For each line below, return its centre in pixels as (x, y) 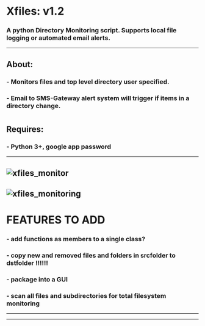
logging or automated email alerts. (59, 38)
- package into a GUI (37, 279)
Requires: (25, 129)
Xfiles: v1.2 (35, 11)
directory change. (34, 106)
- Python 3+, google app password (59, 147)
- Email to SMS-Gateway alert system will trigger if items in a (98, 98)
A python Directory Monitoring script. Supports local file (92, 31)
